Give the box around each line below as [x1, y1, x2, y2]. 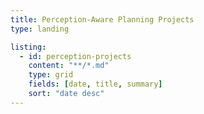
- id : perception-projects [19, 51, 132, 61]
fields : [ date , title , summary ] [28, 79, 163, 90]
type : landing [10, 24, 70, 34]
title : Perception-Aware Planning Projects [10, 14, 195, 25]
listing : [10, 42, 47, 52]
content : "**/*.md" [28, 61, 110, 71]
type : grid [28, 70, 74, 80]
